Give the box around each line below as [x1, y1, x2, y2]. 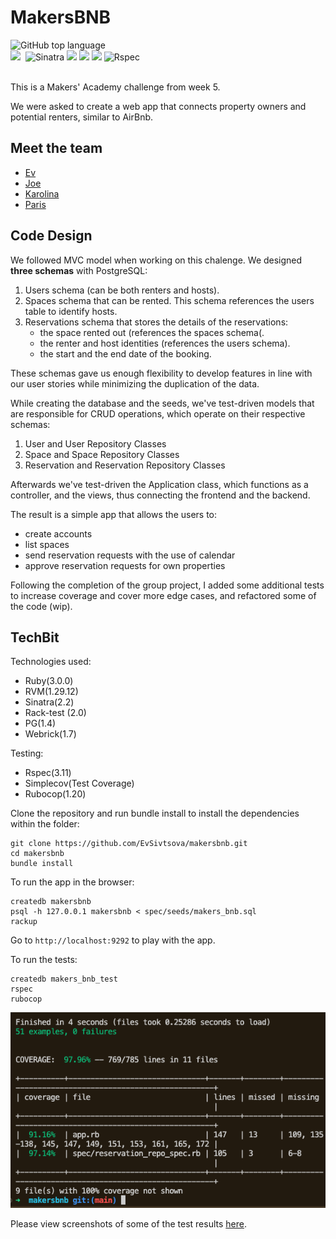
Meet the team [10, 140, 103, 157]
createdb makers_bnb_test [10, 974, 118, 985]
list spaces [24, 538, 70, 550]
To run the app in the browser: [10, 876, 135, 888]
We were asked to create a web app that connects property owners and [10, 100, 307, 112]
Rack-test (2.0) [24, 707, 87, 719]
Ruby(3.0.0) [24, 675, 74, 687]
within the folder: [10, 818, 80, 830]
